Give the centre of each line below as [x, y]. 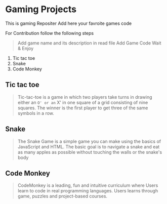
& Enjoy [26, 48]
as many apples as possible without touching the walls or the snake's [90, 152]
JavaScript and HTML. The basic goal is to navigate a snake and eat [89, 147]
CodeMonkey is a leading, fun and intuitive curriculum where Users [88, 185]
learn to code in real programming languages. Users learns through [88, 191]
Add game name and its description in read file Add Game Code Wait [89, 43]
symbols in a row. [36, 113]
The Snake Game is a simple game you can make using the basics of [89, 141]
